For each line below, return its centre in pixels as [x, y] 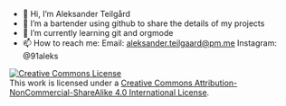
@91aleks [40, 56]
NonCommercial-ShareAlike [61, 93]
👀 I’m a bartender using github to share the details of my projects [143, 23]
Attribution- [216, 83]
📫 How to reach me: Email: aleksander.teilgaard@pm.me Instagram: [150, 43]
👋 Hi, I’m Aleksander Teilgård [76, 14]
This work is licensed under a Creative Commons [101, 83]
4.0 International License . [162, 93]
